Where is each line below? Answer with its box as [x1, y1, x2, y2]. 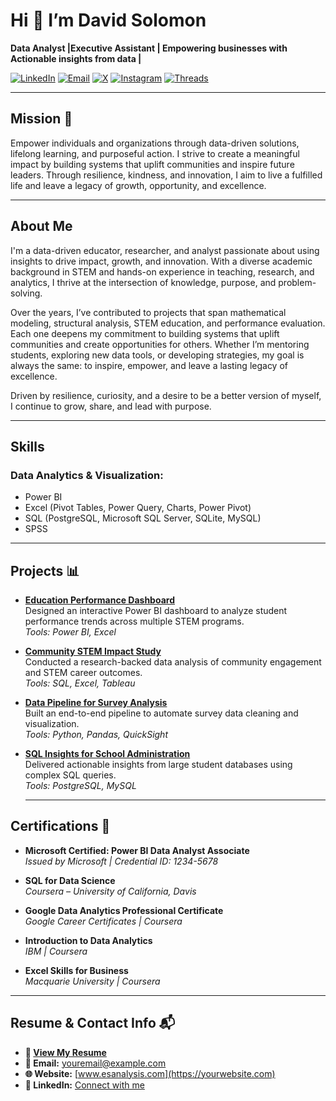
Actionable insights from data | [10, 52, 142, 64]
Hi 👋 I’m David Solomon [10, 9, 207, 32]
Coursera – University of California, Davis [24, 885, 197, 897]
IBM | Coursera [24, 945, 88, 957]
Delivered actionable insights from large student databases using [24, 759, 293, 771]
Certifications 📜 [10, 818, 111, 835]
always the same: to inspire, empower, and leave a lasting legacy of [10, 359, 288, 371]
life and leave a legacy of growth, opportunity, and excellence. [10, 179, 267, 191]
